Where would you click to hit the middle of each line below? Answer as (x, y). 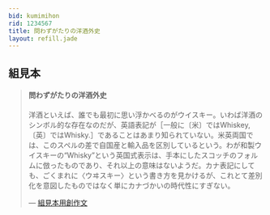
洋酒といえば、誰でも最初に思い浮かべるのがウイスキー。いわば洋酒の (146, 115)
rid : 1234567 (30, 23)
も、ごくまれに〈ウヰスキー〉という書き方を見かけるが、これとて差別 (145, 175)
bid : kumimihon (34, 16)
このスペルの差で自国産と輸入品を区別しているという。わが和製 (149, 145)
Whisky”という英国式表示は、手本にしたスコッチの (152, 155)
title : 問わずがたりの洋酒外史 (54, 31)
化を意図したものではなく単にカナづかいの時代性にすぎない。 (131, 185)
